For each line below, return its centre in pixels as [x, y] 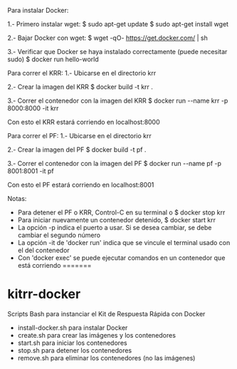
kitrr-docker [44, 294]
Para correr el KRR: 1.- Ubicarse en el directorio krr [82, 73]
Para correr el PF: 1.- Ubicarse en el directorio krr [79, 136]
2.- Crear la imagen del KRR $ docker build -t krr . [80, 87]
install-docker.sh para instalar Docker [73, 328]
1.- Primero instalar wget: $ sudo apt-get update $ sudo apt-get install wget [118, 24]
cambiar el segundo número [59, 235]
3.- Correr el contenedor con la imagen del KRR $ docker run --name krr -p [118, 100]
